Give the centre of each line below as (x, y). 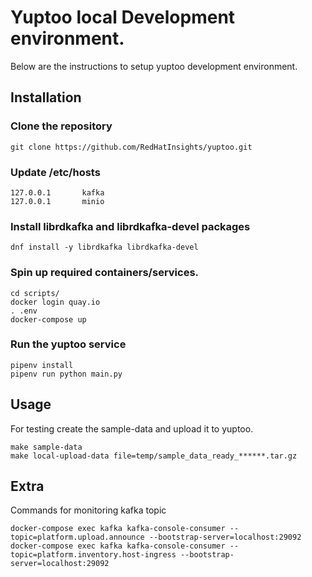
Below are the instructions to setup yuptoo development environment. (154, 66)
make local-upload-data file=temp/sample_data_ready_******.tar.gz (154, 456)
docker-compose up (48, 319)
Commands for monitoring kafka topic (88, 510)
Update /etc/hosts (55, 172)
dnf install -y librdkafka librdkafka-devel (104, 247)
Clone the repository (61, 126)
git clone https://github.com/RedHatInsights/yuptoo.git (131, 147)
